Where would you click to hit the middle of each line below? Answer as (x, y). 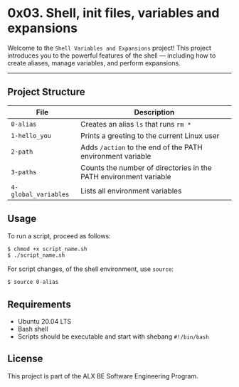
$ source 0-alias (33, 282)
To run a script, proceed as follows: (59, 235)
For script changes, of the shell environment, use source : (91, 269)
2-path (22, 152)
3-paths (24, 172)
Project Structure (46, 92)
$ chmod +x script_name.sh (47, 249)
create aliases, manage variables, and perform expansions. (94, 63)
